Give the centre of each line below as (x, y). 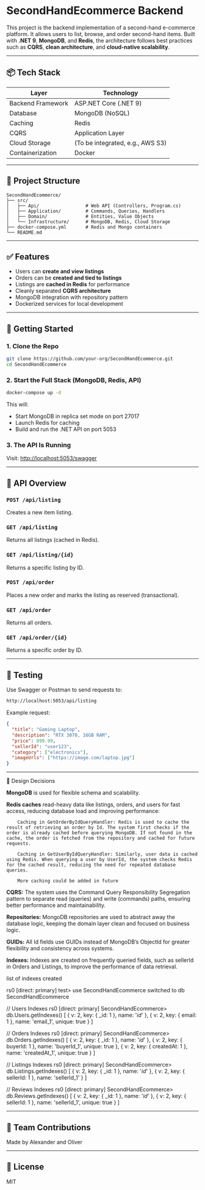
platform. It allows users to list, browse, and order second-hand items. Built (101, 34)
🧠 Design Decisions (31, 781)
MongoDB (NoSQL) (102, 113)
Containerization (33, 153)
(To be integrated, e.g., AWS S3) (120, 143)
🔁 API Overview (37, 483)
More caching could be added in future (68, 881)
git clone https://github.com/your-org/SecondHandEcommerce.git (90, 359)
